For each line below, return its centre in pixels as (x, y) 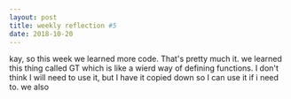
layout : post (33, 17)
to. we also (29, 87)
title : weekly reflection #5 (63, 26)
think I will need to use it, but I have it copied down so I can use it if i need (144, 78)
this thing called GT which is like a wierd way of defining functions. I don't (144, 68)
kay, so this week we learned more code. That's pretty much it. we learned (145, 59)
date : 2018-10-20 (41, 34)
